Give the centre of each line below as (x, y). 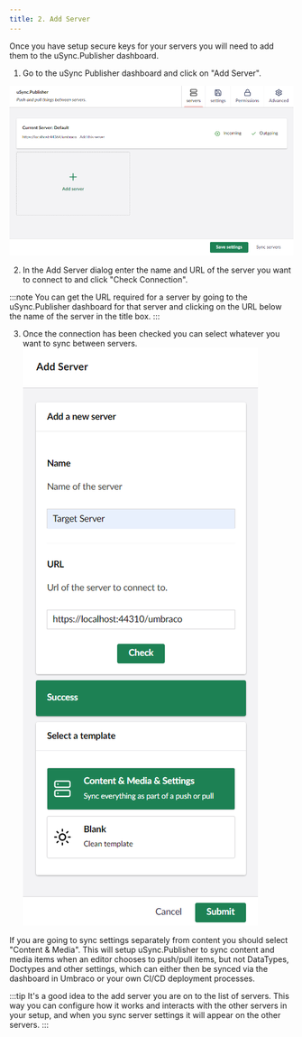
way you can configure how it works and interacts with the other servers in (148, 1005)
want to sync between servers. (80, 343)
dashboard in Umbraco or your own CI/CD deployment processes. (132, 978)
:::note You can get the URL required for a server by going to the (128, 297)
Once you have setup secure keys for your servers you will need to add (142, 46)
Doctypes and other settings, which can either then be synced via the (139, 968)
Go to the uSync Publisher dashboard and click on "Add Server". (142, 73)
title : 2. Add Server (50, 19)
